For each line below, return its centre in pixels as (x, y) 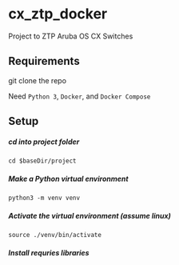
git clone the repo (37, 80)
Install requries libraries (49, 252)
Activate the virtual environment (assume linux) (90, 215)
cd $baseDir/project (43, 161)
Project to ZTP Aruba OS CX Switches (71, 36)
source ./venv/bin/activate (55, 235)
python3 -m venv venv (44, 198)
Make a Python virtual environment (69, 179)
